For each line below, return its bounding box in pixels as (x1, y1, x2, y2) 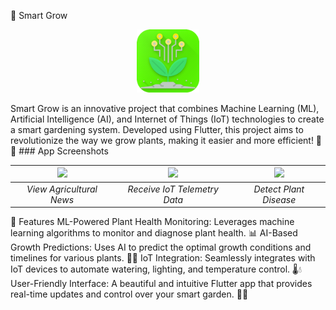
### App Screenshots (18, 145, 109, 157)
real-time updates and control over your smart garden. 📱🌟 (10, 288, 249, 300)
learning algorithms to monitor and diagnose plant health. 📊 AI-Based (10, 227, 298, 239)
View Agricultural (26, 183, 98, 195)
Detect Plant (253, 183, 305, 195)
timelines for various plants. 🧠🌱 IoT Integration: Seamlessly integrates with (10, 252, 316, 264)
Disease (262, 193, 297, 205)
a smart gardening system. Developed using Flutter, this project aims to (10, 123, 304, 135)
